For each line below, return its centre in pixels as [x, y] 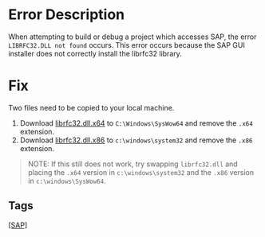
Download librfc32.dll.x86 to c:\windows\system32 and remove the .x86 [136, 140]
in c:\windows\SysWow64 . [67, 181]
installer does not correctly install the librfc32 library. [95, 53]
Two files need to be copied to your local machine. [91, 107]
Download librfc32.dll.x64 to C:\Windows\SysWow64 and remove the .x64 [136, 123]
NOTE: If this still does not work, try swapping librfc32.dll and [132, 164]
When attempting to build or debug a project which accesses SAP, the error [132, 37]
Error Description [67, 15]
